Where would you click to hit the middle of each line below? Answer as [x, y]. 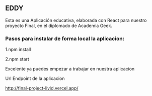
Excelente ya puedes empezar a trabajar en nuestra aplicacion [70, 69]
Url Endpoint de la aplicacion [35, 78]
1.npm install [18, 49]
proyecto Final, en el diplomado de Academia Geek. [59, 25]
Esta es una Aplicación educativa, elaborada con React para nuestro [76, 20]
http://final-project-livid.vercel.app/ [42, 88]
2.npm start [17, 59]
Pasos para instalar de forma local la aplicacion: [65, 38]
